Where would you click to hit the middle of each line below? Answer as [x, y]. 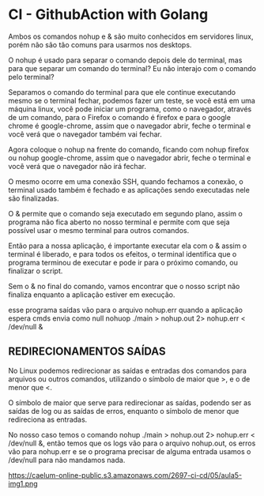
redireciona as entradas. [48, 419]
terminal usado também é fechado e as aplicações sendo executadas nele [129, 190]
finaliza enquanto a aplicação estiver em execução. [92, 295]
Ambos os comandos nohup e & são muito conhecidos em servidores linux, [131, 36]
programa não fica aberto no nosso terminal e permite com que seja [119, 222]
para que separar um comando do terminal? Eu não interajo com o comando [132, 68]
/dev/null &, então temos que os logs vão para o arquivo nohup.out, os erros [132, 443]
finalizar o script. [36, 271]
